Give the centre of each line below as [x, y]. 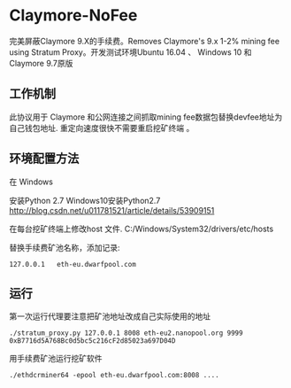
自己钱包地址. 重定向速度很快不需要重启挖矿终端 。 [102, 128]
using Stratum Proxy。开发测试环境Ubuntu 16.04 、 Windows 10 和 [130, 52]
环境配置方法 [44, 159]
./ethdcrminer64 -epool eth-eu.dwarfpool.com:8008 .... [114, 376]
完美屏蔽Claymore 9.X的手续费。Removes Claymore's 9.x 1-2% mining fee [145, 41]
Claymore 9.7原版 [41, 63]
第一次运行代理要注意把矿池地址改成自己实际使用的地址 [110, 316]
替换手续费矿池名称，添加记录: [65, 247]
